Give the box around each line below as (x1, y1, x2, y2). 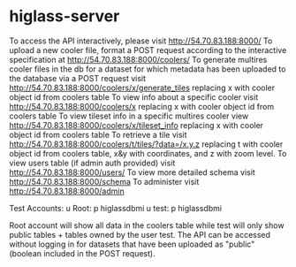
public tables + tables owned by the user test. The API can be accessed (9, 229, 271, 240)
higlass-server (9, 6, 120, 27)
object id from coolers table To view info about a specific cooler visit (9, 91, 259, 103)
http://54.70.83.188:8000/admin (9, 186, 125, 196)
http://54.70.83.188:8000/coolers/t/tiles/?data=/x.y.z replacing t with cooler (9, 139, 284, 149)
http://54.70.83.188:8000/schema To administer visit (9, 176, 200, 187)
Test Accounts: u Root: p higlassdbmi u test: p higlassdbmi (9, 202, 223, 213)
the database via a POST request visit (9, 72, 147, 83)
